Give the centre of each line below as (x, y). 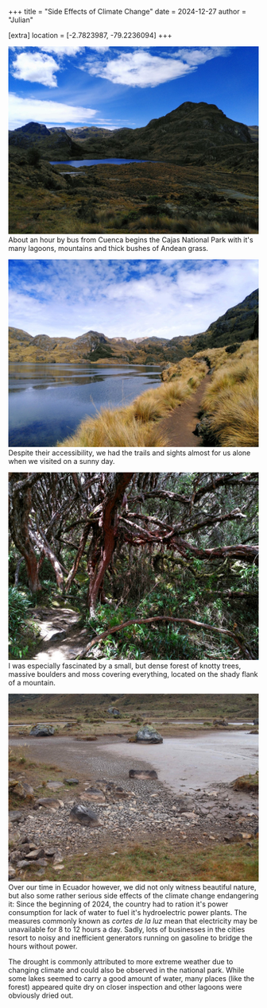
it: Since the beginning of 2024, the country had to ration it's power (118, 904)
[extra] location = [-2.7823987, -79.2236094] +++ (90, 35)
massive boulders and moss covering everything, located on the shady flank (133, 674)
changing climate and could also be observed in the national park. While (126, 970)
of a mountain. (32, 683)
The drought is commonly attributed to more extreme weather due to (121, 962)
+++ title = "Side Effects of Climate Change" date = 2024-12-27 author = (127, 12)
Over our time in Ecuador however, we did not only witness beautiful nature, (132, 887)
